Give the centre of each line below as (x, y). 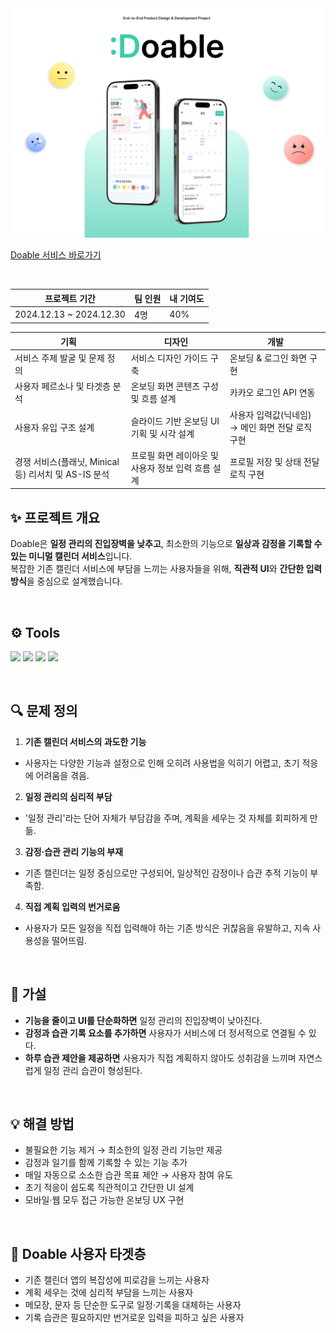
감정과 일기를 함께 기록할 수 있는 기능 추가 (106, 1163)
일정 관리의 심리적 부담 (68, 796)
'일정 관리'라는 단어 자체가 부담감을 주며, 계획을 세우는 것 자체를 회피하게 (166, 818)
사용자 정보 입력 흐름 (170, 468)
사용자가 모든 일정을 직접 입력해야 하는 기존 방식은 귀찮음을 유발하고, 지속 (167, 928)
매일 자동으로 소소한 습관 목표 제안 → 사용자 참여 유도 (128, 1175)
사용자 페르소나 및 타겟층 (62, 386)
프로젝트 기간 (70, 298)
